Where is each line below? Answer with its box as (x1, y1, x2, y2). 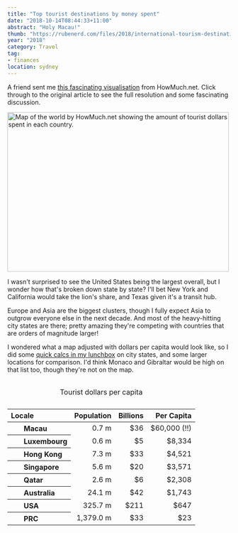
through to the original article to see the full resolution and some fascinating (7, 90, 229, 99)
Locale (11, 410, 34, 420)
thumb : (7, 30, 27, 38)
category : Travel (7, 43, 59, 50)
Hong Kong (23, 449, 62, 459)
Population (74, 410, 112, 420)
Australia (23, 488, 55, 497)
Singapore (23, 462, 59, 472)
